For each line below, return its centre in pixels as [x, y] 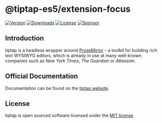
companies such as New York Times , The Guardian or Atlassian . [71, 61]
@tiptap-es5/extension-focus [68, 9]
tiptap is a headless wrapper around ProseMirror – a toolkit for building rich [81, 50]
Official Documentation [42, 76]
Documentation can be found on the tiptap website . [57, 88]
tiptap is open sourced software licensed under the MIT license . [70, 116]
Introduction [25, 38]
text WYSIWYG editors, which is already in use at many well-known [73, 55]
